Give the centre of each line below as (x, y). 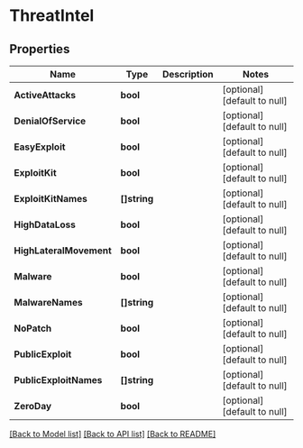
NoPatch (33, 328)
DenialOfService (50, 121)
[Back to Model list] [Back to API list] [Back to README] (113, 434)
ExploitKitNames (50, 199)
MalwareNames (48, 302)
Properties (40, 49)
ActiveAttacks (45, 95)
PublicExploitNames (58, 380)
